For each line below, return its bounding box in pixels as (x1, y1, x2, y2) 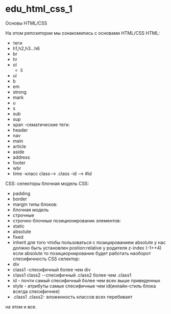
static (12, 223, 25, 229)
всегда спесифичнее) (12, 288, 60, 295)
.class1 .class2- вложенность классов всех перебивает (12, 294, 133, 300)
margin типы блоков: (12, 201, 58, 207)
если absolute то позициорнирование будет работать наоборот (12, 250, 151, 256)
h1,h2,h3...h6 (12, 45, 40, 51)
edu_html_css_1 (5, 3, 72, 15)
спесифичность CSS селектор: (12, 256, 80, 262)
